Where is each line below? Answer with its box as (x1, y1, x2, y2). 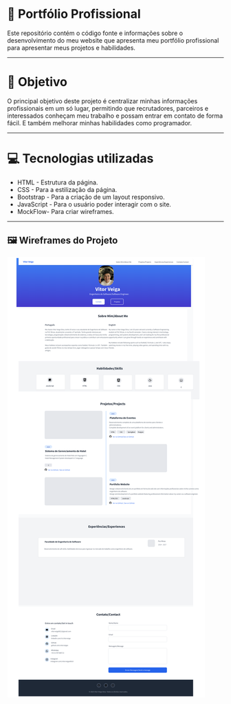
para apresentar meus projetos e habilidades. (7, 43, 136, 52)
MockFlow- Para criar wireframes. (16, 207, 115, 215)
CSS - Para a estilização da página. (16, 185, 118, 193)
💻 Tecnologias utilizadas (7, 151, 154, 167)
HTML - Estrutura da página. (16, 178, 98, 186)
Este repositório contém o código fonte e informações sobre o (7, 29, 184, 37)
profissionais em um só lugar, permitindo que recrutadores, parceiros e (7, 104, 208, 112)
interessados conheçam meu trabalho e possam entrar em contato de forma (7, 111, 223, 120)
